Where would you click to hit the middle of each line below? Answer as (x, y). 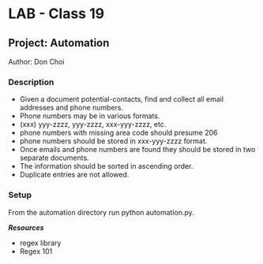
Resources (26, 227)
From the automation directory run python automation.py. (101, 212)
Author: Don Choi (36, 61)
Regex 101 (36, 251)
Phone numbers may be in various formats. (90, 116)
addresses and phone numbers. (71, 108)
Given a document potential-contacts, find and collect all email (121, 99)
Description (31, 82)
